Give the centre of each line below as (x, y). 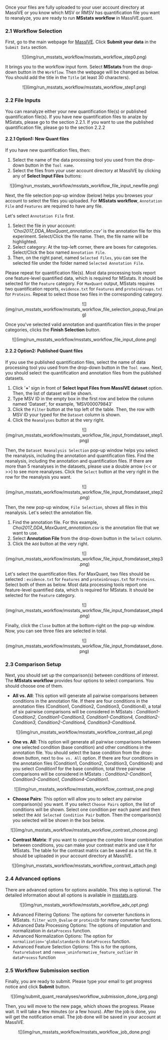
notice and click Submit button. (38, 987)
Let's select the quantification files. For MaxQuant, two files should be (77, 574)
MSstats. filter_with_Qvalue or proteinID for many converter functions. (87, 920)
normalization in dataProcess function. (52, 930)
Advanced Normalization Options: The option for (62, 936)
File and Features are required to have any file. (54, 206)
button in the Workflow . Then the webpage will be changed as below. (89, 72)
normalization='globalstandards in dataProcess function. (71, 941)
